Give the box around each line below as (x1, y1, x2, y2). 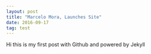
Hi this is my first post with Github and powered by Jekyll (6, 41, 145, 48)
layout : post (6, 8, 38, 15)
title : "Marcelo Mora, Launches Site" (6, 14, 102, 20)
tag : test (6, 25, 31, 31)
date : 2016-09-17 (6, 19, 49, 25)
